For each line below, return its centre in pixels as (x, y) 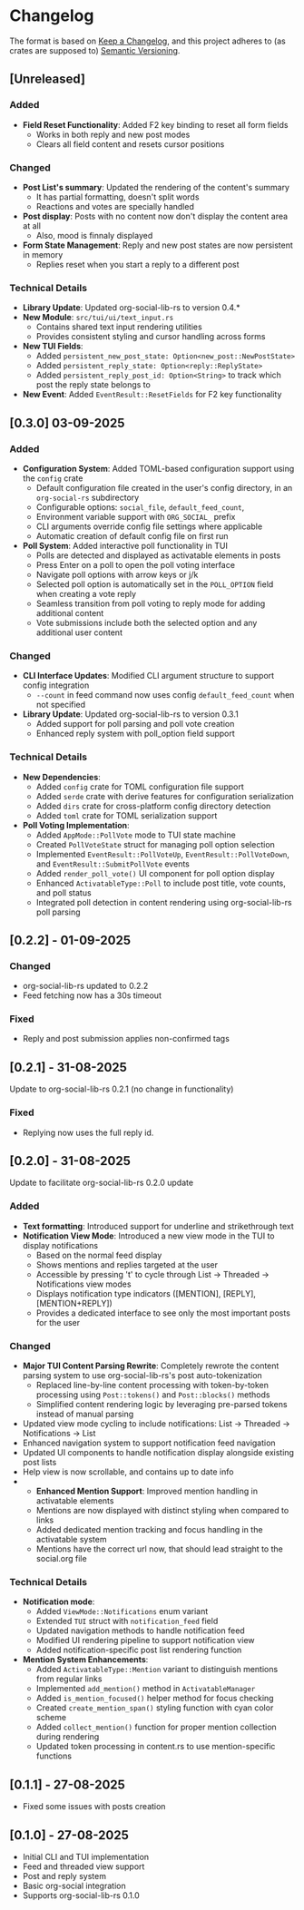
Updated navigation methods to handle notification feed (140, 1631)
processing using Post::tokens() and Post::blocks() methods (153, 1395)
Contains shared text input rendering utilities (119, 327)
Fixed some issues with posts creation (94, 1807)
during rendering (68, 1737)
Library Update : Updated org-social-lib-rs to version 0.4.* (131, 308)
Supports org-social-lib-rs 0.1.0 (81, 1895)
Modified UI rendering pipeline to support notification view (145, 1641)
